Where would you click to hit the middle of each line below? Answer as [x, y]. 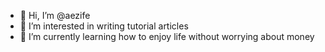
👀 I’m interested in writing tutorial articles [104, 26]
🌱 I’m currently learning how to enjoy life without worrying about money [167, 36]
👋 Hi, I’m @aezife [55, 15]
